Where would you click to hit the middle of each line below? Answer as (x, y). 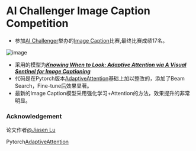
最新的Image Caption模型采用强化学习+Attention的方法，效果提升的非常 (102, 93)
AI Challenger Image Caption (78, 11)
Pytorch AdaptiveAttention (38, 142)
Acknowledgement (34, 116)
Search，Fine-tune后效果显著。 (54, 86)
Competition (38, 23)
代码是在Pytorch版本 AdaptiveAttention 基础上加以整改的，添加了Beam (99, 78)
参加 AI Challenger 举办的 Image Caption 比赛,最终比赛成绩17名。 (91, 40)
